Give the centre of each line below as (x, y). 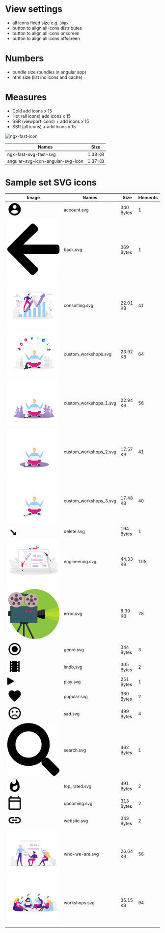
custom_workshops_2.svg (90, 452)
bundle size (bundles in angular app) (49, 72)
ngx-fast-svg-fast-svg (31, 154)
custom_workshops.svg (88, 354)
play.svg (72, 682)
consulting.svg (79, 305)
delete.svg (74, 531)
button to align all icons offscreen (46, 38)
